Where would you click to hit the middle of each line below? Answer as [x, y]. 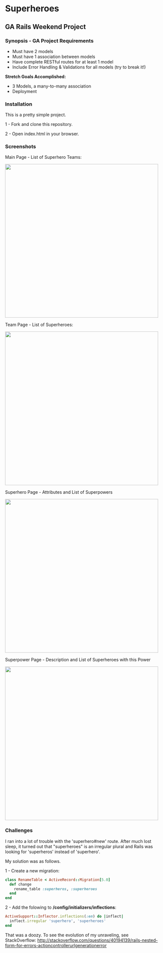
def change [21, 884]
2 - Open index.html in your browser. [42, 134]
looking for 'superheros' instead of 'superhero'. [53, 852]
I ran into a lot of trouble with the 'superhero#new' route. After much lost [78, 841]
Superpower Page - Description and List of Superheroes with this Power [78, 660]
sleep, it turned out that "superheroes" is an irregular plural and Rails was [79, 846]
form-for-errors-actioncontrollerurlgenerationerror [56, 945]
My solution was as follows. [33, 861]
